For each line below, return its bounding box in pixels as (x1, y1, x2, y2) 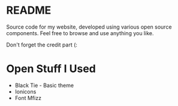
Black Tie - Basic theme (14, 82, 74, 89)
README (6, 4, 52, 17)
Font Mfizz (14, 94, 42, 101)
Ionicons (14, 88, 37, 95)
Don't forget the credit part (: (6, 41, 78, 48)
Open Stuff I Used (6, 62, 96, 76)
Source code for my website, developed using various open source (6, 23, 172, 30)
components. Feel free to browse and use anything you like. (6, 29, 154, 36)
